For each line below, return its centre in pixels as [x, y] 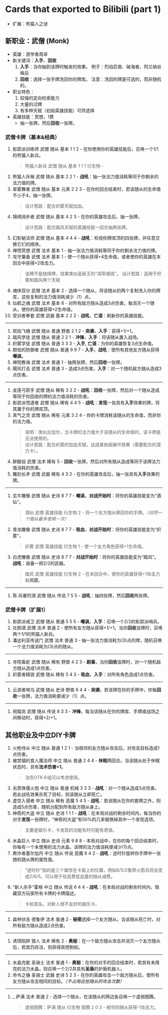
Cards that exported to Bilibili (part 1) [83, 9]
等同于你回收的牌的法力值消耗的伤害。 [52, 396]
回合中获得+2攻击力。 [35, 263]
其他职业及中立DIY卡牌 [40, 735]
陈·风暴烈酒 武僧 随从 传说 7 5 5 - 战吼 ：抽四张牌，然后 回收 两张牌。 [82, 596]
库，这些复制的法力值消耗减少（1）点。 [53, 297]
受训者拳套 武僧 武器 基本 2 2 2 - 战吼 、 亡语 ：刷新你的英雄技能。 [79, 316]
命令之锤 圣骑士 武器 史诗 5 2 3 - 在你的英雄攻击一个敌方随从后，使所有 [86, 975]
